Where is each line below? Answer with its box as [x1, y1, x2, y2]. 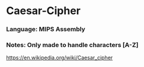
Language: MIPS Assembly [6, 25, 86, 33]
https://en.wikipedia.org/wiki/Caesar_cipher [6, 54, 113, 61]
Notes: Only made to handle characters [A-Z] [6, 41, 139, 49]
